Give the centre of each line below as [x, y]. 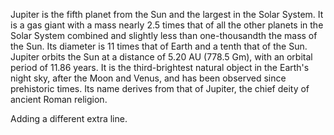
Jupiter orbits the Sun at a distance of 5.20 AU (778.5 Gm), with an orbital [161, 57]
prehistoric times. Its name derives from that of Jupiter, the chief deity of [160, 88]
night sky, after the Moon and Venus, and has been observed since [148, 78]
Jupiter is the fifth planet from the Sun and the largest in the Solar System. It [167, 14]
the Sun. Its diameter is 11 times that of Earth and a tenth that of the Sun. [159, 46]
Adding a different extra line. [69, 118]
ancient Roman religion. [59, 99]
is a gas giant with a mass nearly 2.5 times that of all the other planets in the [167, 25]
